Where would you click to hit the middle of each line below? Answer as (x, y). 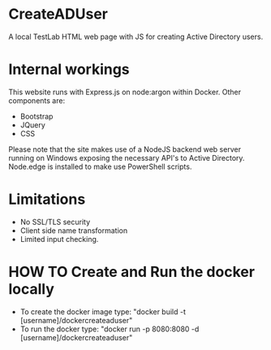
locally (32, 289)
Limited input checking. (59, 239)
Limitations (47, 199)
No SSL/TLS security (55, 222)
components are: (37, 100)
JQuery (33, 125)
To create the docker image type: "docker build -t (103, 311)
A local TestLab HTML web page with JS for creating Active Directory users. (136, 37)
